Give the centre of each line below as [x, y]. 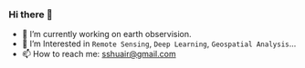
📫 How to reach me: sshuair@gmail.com [99, 54]
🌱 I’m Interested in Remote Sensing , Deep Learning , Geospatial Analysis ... [159, 44]
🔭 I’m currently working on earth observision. [107, 34]
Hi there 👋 [31, 15]
